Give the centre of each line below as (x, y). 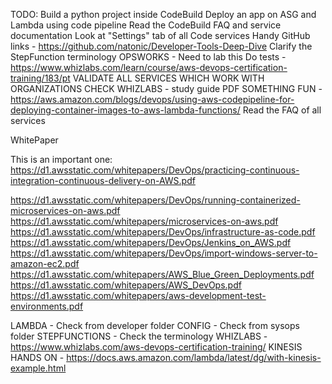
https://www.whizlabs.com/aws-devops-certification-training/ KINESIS (156, 347)
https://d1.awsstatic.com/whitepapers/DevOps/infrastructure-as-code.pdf (163, 232)
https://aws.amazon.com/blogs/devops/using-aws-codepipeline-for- (152, 99)
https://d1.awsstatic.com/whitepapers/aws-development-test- (138, 295)
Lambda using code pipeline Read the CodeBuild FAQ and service (146, 25)
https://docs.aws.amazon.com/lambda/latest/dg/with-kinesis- (194, 357)
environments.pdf (47, 306)
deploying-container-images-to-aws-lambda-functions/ (125, 110)
